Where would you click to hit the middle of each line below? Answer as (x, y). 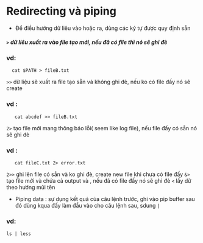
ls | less (19, 234)
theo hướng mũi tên (31, 187)
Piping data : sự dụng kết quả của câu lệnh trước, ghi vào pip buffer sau (105, 199)
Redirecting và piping (62, 11)
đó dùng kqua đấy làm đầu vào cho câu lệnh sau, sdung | (87, 205)
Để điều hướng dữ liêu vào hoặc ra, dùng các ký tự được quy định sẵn (103, 28)
